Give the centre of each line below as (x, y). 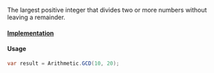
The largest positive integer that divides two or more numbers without (107, 10)
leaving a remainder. (36, 17)
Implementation (31, 33)
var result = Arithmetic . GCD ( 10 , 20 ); (63, 63)
